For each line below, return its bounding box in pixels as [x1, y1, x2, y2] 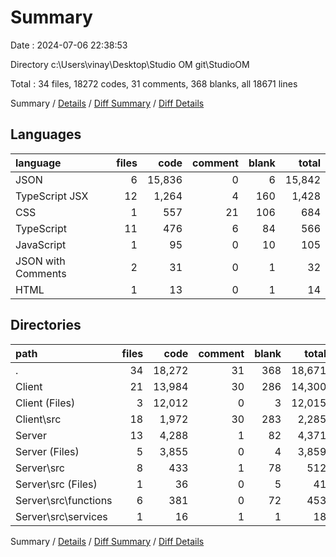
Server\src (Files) [15, 477, 98, 491]
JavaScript [15, 237, 67, 251]
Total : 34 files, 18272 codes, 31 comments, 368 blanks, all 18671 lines [10, 77, 298, 90]
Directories [10, 317, 82, 334]
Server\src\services [15, 509, 108, 523]
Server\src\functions [15, 493, 113, 507]
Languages [10, 126, 82, 143]
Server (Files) [15, 444, 80, 458]
